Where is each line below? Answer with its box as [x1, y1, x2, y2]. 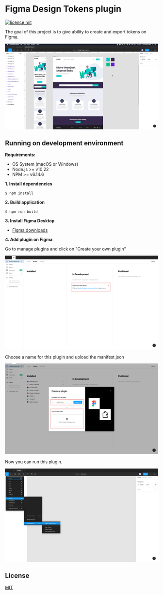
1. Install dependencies [5, 181, 52, 187]
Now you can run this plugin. [5, 459, 63, 465]
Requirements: [5, 152, 35, 158]
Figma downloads [12, 227, 48, 233]
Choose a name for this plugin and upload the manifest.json [5, 354, 125, 360]
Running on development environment [5, 139, 124, 147]
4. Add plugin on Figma [5, 236, 53, 243]
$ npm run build [5, 209, 38, 214]
